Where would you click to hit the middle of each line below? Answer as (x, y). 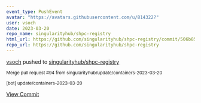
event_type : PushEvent (34, 12)
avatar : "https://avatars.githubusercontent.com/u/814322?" (83, 17)
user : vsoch (21, 23)
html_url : (19, 39)
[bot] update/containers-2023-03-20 (44, 83)
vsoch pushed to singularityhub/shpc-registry (63, 62)
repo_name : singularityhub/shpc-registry (59, 34)
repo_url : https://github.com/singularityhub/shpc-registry (83, 45)
